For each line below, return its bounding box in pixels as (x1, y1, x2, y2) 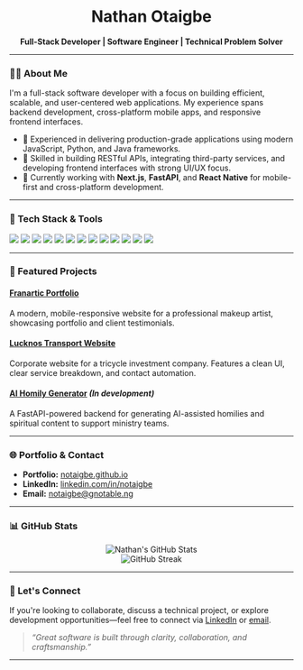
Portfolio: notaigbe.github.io (22, 469, 129, 480)
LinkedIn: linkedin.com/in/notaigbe (22, 479, 153, 490)
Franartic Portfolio (9, 288, 79, 298)
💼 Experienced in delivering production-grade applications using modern (22, 133, 294, 145)
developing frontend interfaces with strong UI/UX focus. (22, 162, 232, 173)
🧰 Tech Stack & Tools (9, 213, 104, 225)
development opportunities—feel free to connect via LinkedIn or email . (9, 614, 271, 625)
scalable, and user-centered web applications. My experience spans (9, 97, 264, 108)
